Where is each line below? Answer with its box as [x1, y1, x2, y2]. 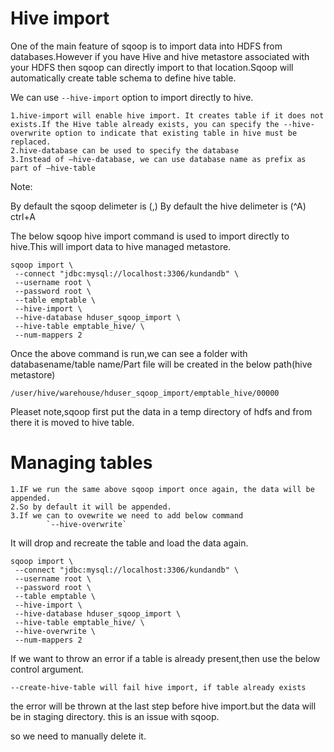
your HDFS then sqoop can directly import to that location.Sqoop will [10, 61, 294, 73]
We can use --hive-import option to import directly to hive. [10, 91, 254, 103]
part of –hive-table [10, 163, 97, 173]
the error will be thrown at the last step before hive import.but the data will [10, 700, 317, 712]
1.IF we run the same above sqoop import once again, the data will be [10, 484, 315, 494]
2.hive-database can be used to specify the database [10, 145, 240, 156]
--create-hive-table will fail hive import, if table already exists [10, 682, 307, 692]
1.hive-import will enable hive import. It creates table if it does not [10, 110, 325, 121]
